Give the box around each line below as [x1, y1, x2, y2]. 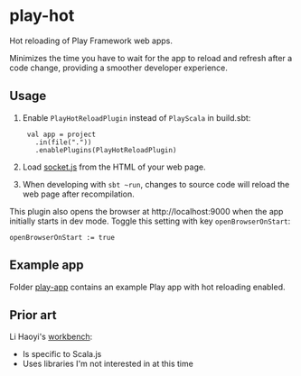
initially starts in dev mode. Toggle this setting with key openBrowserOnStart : [9, 216, 291, 226]
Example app [9, 258, 84, 273]
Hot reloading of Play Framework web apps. [9, 35, 174, 46]
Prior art [9, 307, 57, 323]
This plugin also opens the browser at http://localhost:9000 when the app [9, 206, 284, 216]
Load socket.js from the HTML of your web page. [22, 161, 206, 172]
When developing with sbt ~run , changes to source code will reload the [22, 179, 290, 189]
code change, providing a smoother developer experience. [9, 62, 229, 73]
